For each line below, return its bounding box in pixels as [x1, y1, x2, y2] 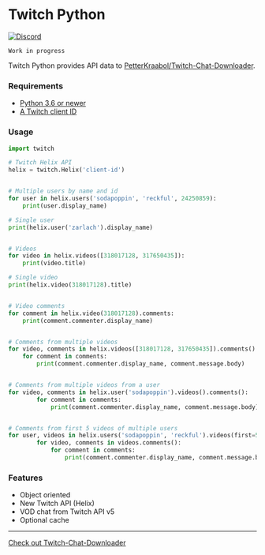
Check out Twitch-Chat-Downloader [8, 538, 126, 548]
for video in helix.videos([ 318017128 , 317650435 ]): [8, 252, 185, 260]
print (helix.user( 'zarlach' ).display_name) [8, 223, 154, 231]
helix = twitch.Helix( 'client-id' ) [8, 166, 125, 174]
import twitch [8, 144, 55, 152]
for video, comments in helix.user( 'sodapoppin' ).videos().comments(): [8, 388, 248, 396]
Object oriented [19, 490, 71, 500]
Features [8, 472, 43, 483]
